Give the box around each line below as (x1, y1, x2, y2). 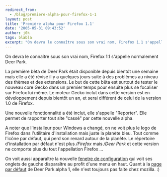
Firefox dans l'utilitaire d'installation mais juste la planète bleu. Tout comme (5, 130, 159, 136)
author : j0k (5, 30, 30, 35)
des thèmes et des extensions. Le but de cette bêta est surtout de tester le (5, 79, 158, 85)
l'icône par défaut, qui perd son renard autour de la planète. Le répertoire (5, 135, 155, 141)
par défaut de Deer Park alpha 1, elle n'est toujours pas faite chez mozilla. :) (5, 166, 160, 172)
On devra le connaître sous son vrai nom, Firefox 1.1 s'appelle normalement (5, 53, 159, 59)
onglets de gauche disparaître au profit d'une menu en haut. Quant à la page (5, 161, 162, 167)
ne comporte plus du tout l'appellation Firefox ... (5, 146, 103, 152)
